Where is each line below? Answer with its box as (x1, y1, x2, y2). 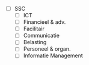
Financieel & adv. (23, 18, 66, 26)
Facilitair (23, 25, 44, 32)
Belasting (23, 39, 47, 46)
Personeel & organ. (23, 45, 71, 52)
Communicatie (23, 32, 60, 39)
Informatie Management (23, 52, 84, 59)
